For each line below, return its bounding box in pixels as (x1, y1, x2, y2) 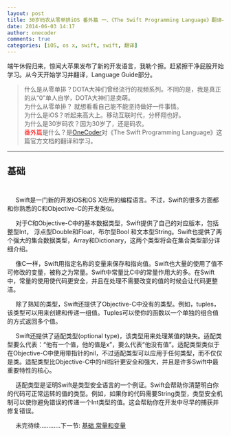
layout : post (7, 10, 45, 17)
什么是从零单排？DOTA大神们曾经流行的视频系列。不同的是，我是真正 (23, 85, 221, 93)
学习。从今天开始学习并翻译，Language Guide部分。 (7, 70, 157, 79)
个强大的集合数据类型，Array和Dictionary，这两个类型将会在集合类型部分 (7, 236, 214, 245)
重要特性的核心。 (7, 366, 56, 374)
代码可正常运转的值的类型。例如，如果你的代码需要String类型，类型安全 (12, 389, 217, 397)
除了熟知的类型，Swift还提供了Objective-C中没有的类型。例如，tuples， (15, 300, 220, 308)
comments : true (7, 36, 51, 43)
